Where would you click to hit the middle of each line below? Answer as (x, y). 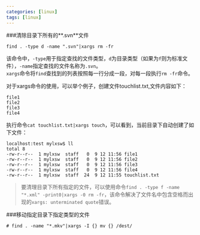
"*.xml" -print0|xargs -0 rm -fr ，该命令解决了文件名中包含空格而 (104, 194)
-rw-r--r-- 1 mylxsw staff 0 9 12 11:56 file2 (72, 159)
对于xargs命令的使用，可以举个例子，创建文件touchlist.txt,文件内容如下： (96, 86)
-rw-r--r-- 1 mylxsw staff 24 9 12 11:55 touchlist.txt (83, 175)
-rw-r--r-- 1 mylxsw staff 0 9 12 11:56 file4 (72, 170)
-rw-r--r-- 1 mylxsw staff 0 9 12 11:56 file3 (72, 164)
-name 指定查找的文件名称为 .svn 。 (60, 66)
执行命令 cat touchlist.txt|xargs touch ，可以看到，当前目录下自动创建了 (98, 125)
